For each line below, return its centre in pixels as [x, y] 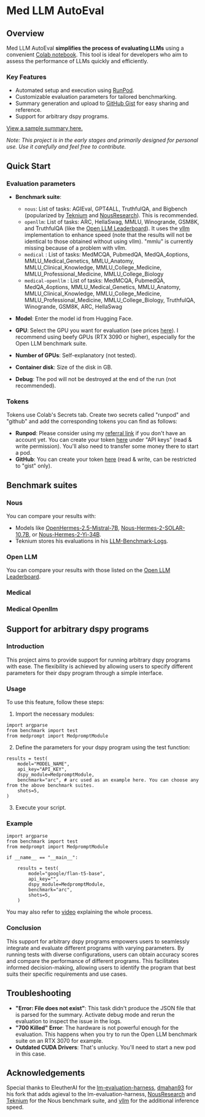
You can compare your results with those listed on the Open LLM [88, 570]
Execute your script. [41, 808]
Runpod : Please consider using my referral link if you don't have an [100, 433]
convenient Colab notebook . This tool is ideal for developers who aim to [97, 55]
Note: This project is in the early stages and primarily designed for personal [102, 140]
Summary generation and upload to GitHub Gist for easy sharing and [102, 103]
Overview [25, 33]
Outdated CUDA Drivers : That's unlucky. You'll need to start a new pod [106, 1047]
